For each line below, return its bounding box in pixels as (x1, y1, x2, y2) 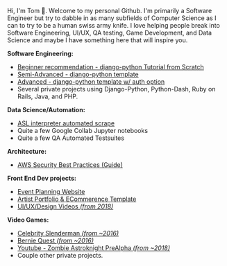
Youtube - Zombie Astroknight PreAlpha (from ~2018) (17, 244, 171, 252)
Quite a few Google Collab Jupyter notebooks (17, 127, 148, 134)
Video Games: (7, 215, 49, 224)
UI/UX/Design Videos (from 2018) (17, 202, 114, 211)
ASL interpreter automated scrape (17, 119, 115, 127)
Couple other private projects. (17, 251, 103, 259)
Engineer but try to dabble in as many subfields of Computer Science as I (7, 14, 217, 22)
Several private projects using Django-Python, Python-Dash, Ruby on (17, 85, 216, 93)
